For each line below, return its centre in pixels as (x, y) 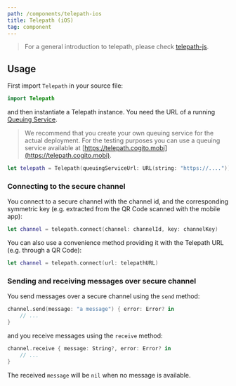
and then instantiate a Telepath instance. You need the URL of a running (111, 112)
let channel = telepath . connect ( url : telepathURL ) (83, 263)
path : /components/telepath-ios (54, 14)
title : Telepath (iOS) (40, 20)
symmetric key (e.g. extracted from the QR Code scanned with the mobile (114, 209)
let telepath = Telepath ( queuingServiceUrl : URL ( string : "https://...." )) (119, 168)
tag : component (29, 27)
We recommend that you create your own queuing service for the (119, 133)
